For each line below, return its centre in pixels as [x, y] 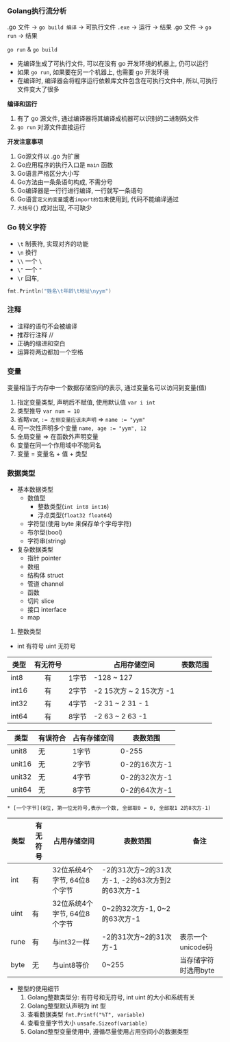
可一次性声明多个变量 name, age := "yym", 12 [82, 428]
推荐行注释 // [35, 335]
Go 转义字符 [27, 227]
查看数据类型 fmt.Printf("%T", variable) [86, 1015]
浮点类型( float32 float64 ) [75, 515]
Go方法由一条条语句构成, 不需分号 [65, 182]
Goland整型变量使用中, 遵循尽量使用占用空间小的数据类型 [108, 1032]
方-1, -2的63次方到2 [136, 881]
